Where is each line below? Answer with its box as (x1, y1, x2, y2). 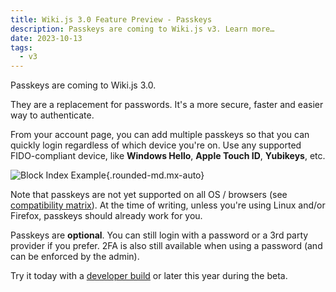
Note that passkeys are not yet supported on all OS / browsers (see (10, 189, 288, 201)
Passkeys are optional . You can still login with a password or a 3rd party (10, 229, 309, 241)
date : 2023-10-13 (10, 33, 83, 43)
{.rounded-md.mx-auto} (105, 169, 205, 181)
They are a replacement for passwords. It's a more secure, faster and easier (10, 99, 324, 111)
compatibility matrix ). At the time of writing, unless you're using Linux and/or (10, 199, 326, 211)
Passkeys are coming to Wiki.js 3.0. (10, 79, 157, 91)
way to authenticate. (10, 109, 95, 121)
